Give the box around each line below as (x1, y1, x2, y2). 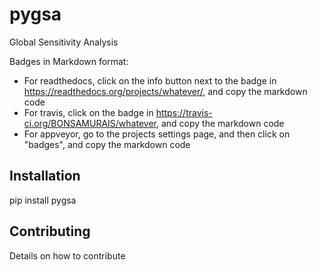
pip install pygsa (9, 194, 77, 206)
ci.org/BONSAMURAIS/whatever (23, 117, 157, 129)
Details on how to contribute (9, 249, 126, 262)
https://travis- (155, 106, 213, 118)
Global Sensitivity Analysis (9, 36, 119, 48)
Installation (9, 168, 81, 185)
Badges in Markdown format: (9, 55, 129, 67)
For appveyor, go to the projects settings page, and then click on (23, 128, 291, 140)
